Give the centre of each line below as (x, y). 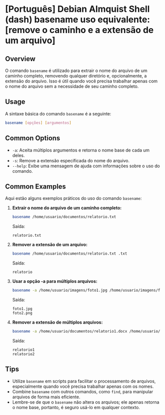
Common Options (33, 138)
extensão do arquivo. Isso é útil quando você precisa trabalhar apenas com (81, 81)
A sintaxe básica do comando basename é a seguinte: (58, 113)
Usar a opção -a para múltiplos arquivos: (55, 281)
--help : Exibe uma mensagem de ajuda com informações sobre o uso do (86, 166)
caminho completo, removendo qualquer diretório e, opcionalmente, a (76, 76)
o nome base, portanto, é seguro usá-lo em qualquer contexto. (76, 407)
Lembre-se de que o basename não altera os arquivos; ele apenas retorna (86, 402)
